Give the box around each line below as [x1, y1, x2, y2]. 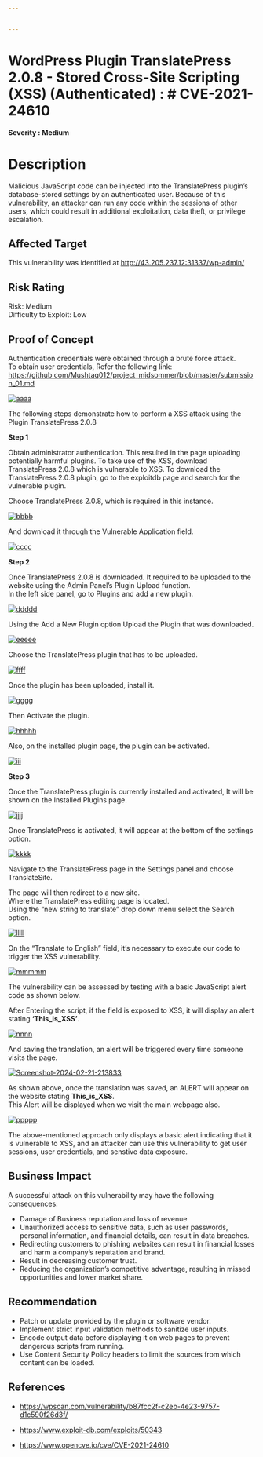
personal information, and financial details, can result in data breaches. [19, 1230, 250, 1240]
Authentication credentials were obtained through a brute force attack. [8, 354, 236, 363]
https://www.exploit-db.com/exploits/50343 [19, 1425, 163, 1434]
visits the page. [8, 1053, 58, 1062]
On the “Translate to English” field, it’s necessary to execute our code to [8, 944, 241, 953]
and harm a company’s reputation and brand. [19, 1247, 166, 1257]
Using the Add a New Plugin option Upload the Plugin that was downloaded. [8, 619, 254, 629]
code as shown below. [8, 991, 81, 1000]
